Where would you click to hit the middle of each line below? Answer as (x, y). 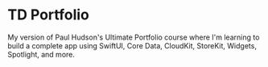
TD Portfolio (48, 15)
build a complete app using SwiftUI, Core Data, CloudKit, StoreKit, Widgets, (132, 45)
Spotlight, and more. (41, 54)
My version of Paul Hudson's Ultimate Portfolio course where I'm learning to (134, 37)
